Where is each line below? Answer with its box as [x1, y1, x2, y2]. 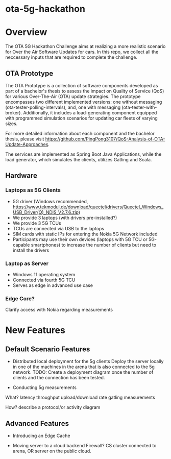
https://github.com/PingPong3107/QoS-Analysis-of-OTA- [45, 136, 165, 142]
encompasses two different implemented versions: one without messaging [5, 99, 162, 105]
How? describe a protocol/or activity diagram [5, 404, 101, 410]
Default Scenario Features [5, 345, 90, 353]
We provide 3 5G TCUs [12, 220, 61, 226]
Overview [5, 27, 47, 38]
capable [12, 241, 30, 248]
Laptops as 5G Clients [5, 187, 61, 194]
